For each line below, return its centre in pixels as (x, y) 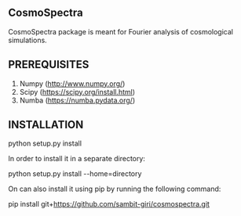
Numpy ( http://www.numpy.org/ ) (72, 83)
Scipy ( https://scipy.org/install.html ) (77, 92)
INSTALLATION (46, 125)
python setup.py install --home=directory (75, 174)
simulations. (27, 40)
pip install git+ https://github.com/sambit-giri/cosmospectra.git (109, 204)
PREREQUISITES (49, 65)
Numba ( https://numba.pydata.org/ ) (77, 100)
